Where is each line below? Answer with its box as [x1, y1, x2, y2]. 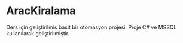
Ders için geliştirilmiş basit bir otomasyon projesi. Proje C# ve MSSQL [6, 24, 178, 31]
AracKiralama [6, 4, 76, 18]
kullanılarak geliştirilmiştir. [6, 29, 70, 37]
